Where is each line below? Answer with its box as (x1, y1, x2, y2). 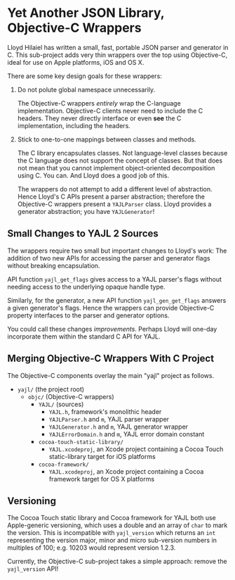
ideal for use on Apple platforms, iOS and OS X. (7, 58, 145, 66)
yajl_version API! (7, 565, 59, 573)
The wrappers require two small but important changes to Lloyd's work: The (7, 246, 227, 255)
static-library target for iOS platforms (48, 452, 156, 460)
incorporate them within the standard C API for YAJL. (7, 332, 161, 341)
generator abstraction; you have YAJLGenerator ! (17, 207, 155, 215)
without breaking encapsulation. (7, 261, 100, 270)
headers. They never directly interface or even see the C (17, 114, 182, 122)
